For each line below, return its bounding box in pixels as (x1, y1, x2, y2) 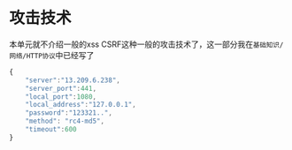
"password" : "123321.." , (25, 109, 113, 117)
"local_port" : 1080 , (25, 92, 97, 101)
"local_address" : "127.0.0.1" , (25, 101, 137, 109)
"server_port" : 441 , (25, 84, 97, 93)
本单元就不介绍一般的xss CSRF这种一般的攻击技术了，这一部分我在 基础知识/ (9, 39, 284, 49)
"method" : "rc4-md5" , (25, 116, 104, 126)
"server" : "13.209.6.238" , (25, 76, 121, 85)
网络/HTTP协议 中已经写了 (9, 49, 95, 60)
